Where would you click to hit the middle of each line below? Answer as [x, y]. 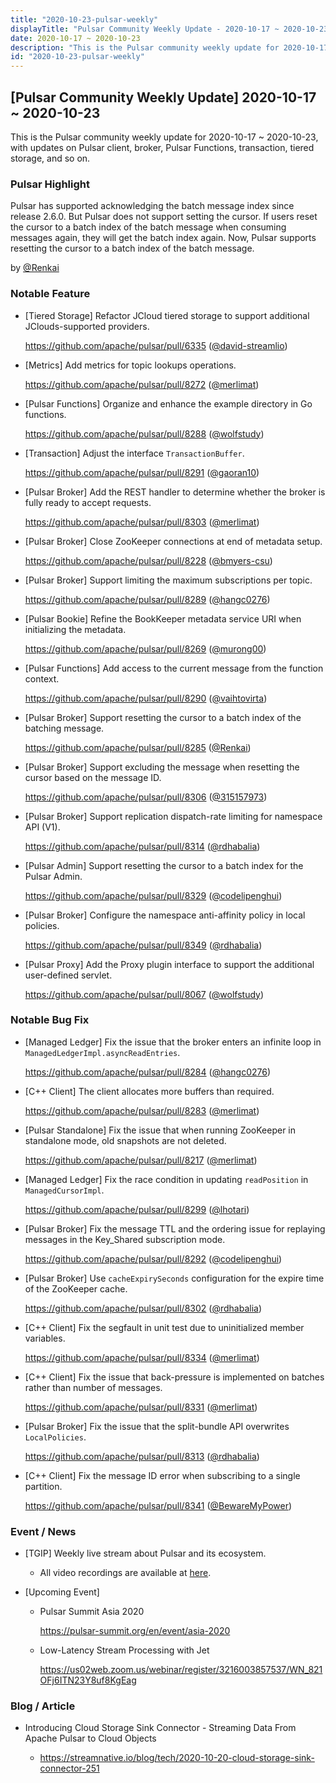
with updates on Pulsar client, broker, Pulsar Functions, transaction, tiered [162, 147]
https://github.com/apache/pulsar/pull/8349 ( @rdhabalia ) [143, 945]
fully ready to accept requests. [88, 502]
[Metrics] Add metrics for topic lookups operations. [130, 365]
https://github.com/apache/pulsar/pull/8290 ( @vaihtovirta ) [146, 698]
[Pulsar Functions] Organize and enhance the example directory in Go [168, 403]
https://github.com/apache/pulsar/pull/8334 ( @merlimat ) [142, 1357]
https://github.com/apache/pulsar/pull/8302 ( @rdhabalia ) [143, 1308]
